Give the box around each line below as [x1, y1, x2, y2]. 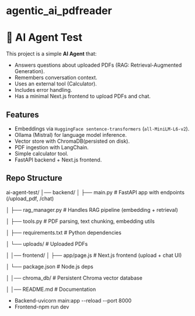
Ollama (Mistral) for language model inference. [14, 131, 127, 138]
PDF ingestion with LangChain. [14, 143, 89, 150]
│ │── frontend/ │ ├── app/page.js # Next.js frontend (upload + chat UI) [6, 252, 182, 259]
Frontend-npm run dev [14, 303, 69, 310]
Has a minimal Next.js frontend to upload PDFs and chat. [14, 92, 151, 100]
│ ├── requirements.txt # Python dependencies [6, 229, 121, 236]
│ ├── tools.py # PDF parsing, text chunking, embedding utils [6, 218, 155, 225]
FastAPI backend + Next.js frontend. [14, 156, 102, 163]
